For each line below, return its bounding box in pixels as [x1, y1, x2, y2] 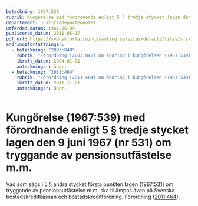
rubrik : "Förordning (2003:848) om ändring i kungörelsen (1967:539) [16, 53, 192, 58]
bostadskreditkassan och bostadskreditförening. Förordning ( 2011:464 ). [6, 193, 180, 200]
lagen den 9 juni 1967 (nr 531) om [6, 136, 172, 149]
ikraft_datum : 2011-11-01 [16, 80, 81, 86]
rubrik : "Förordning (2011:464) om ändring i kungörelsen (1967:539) [16, 74, 192, 80]
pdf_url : [6, 36, 28, 42]
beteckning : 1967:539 [6, 8, 60, 15]
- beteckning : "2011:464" [11, 69, 75, 75]
